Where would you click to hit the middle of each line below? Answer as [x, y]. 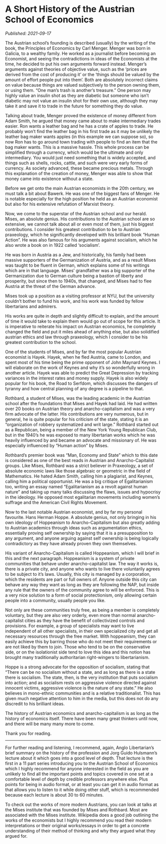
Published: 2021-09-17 [28, 33]
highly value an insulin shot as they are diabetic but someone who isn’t [77, 95]
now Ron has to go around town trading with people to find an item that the [81, 141]
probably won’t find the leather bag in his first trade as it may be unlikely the [83, 131]
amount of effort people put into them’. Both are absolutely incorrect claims [82, 80]
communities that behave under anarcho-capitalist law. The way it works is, [82, 563]
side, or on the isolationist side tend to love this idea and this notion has [78, 652]
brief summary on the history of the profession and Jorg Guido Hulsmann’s [81, 752]
